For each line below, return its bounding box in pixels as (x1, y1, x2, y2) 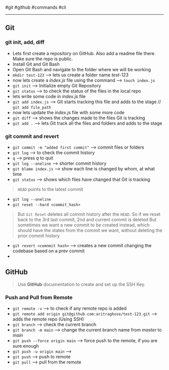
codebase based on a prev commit (12, 248, 85, 254)
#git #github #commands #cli (5, 5, 66, 10)
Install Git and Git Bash (12, 61, 60, 67)
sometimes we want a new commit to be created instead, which (17, 222, 150, 228)
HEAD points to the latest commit (17, 186, 83, 192)
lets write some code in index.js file (12, 93, 86, 99)
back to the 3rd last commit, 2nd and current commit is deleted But (17, 216, 157, 222)
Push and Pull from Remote (5, 294, 73, 301)
